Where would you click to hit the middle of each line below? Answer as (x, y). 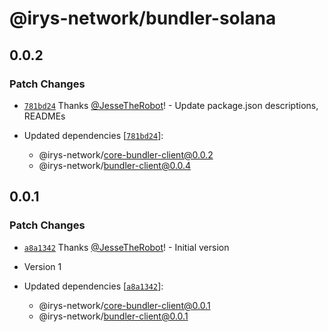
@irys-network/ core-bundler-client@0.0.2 (126, 154)
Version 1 (42, 266)
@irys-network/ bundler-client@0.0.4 (115, 165)
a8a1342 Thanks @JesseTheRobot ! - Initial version (126, 247)
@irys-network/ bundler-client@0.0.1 (113, 316)
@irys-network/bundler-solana (143, 18)
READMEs (44, 116)
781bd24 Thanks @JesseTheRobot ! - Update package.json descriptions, (171, 105)
